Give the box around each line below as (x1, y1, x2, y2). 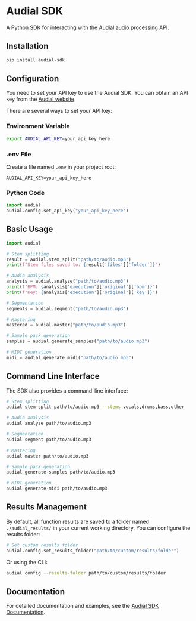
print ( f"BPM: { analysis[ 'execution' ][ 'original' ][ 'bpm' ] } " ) (6, 284, 159, 290)
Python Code (6, 189, 45, 197)
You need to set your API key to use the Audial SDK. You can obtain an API (6, 89, 188, 97)
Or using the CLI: (6, 558, 48, 566)
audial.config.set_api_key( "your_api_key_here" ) (6, 208, 129, 214)
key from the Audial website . (6, 95, 76, 103)
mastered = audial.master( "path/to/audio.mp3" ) (6, 322, 127, 328)
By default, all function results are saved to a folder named (6, 518, 150, 525)
